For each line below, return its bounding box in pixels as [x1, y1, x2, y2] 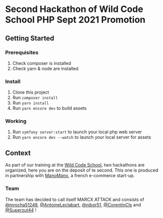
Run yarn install [12, 100, 49, 106]
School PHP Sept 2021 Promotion [5, 14, 146, 25]
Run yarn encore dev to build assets [12, 105, 87, 111]
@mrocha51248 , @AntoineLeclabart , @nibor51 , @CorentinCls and [5, 202, 141, 208]
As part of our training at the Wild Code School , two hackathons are [5, 162, 145, 168]
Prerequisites [5, 49, 38, 56]
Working [5, 118, 26, 125]
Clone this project [12, 89, 49, 95]
